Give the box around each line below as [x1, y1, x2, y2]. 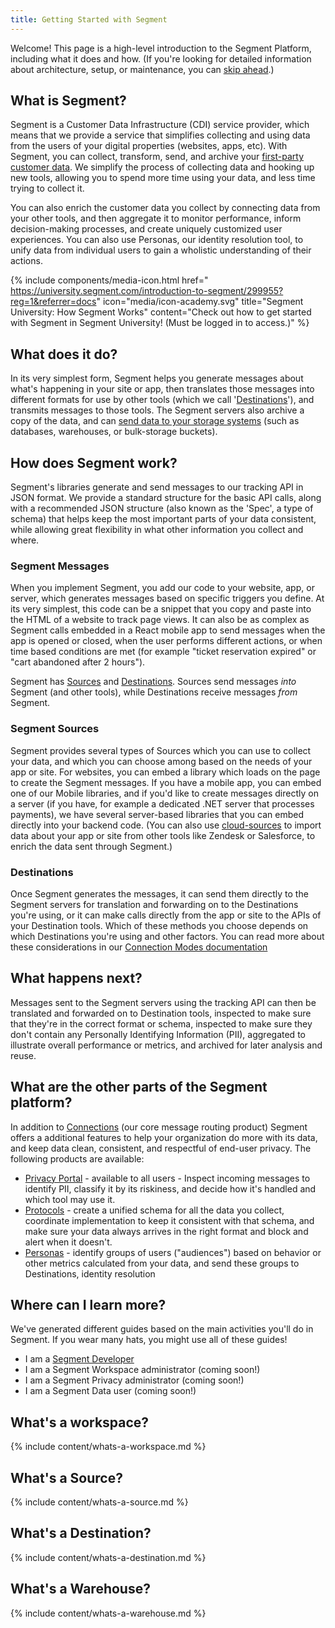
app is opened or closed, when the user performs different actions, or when [10, 635, 323, 647]
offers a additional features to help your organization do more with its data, [10, 1131, 318, 1143]
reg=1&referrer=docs [10, 296, 97, 308]
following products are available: [10, 1152, 145, 1165]
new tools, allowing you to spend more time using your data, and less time [10, 172, 316, 184]
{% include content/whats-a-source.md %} [10, 1496, 189, 1508]
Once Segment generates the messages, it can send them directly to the [10, 887, 309, 900]
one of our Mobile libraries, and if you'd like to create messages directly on [10, 787, 319, 799]
